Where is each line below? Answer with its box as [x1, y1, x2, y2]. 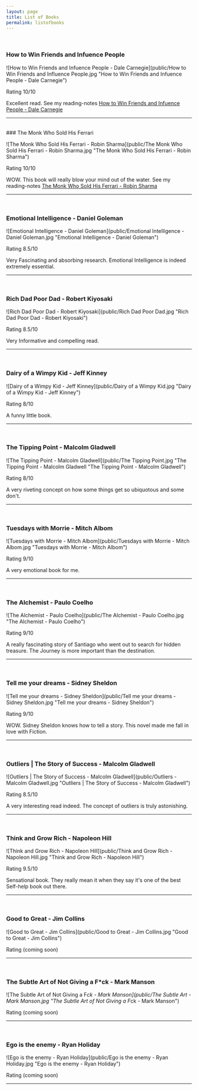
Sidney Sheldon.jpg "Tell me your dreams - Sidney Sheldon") [6, 699, 154, 706]
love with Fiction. [6, 728, 48, 735]
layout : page [6, 8, 38, 15]
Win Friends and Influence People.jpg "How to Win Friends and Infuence [6, 70, 182, 77]
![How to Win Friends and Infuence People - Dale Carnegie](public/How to [6, 64, 187, 71]
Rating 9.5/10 [6, 865, 38, 872]
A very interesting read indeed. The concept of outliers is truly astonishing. [6, 802, 188, 810]
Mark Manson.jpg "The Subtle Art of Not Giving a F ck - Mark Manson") [6, 997, 180, 1004]
